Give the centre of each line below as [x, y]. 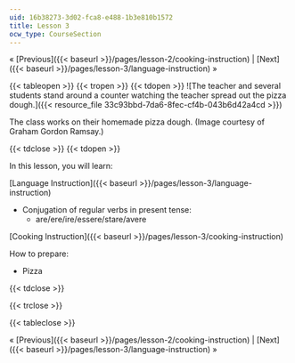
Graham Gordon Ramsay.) [57, 132]
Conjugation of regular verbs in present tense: [107, 210]
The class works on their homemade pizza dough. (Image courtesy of [137, 122]
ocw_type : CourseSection [55, 34]
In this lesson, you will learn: [61, 166]
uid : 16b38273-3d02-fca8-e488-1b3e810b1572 [91, 17]
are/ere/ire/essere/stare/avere [91, 220]
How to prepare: [39, 254]
